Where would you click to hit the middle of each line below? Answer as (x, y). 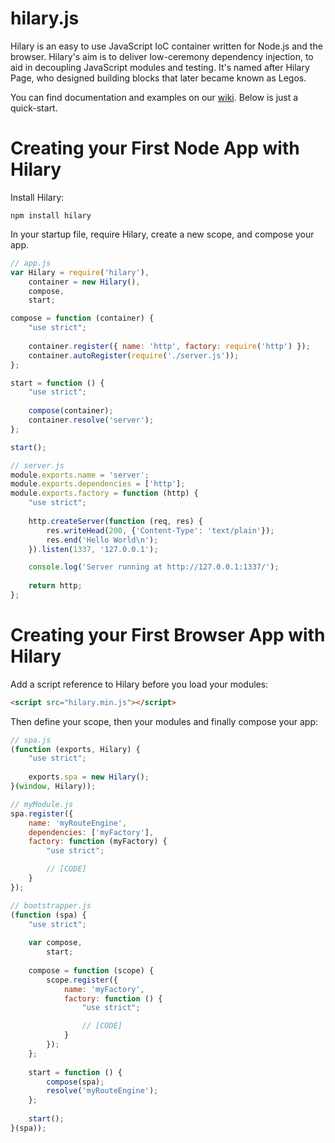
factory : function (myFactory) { (98, 842)
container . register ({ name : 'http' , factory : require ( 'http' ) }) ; (169, 346)
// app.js (31, 263)
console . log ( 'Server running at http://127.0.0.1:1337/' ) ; (154, 567)
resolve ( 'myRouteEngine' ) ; (102, 1091)
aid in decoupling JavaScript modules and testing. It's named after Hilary (160, 67)
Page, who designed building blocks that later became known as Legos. (158, 78)
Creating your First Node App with (155, 148)
